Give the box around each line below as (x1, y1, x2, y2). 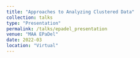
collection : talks (6, 14, 53, 21)
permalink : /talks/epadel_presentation (6, 25, 108, 32)
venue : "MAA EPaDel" (6, 31, 59, 37)
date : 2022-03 (6, 37, 43, 43)
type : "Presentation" (6, 20, 61, 26)
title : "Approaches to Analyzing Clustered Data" (6, 8, 135, 15)
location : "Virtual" (6, 43, 59, 49)
